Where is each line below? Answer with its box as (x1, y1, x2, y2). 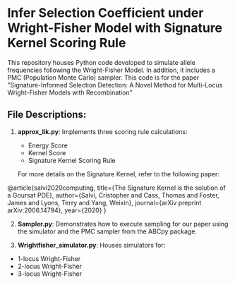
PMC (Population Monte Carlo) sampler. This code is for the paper (7, 73, 200, 82)
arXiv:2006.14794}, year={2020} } (7, 206, 107, 214)
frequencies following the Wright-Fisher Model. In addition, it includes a (7, 66, 215, 74)
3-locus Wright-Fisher (17, 269, 83, 278)
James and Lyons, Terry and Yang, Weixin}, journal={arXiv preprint (7, 198, 202, 207)
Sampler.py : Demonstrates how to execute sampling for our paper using (17, 219, 229, 228)
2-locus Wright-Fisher (17, 262, 83, 270)
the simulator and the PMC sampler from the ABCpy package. (17, 227, 198, 236)
